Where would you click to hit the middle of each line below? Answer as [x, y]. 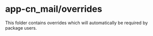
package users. [21, 28]
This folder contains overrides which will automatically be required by [76, 23]
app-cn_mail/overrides [54, 9]
